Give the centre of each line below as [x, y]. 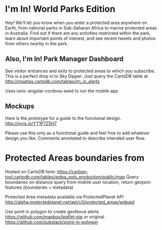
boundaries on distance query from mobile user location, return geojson [78, 182]
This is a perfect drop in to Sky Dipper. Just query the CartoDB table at [77, 76]
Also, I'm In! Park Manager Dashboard [64, 59]
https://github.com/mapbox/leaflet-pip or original [55, 217]
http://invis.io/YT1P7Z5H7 [31, 123]
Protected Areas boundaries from [75, 158]
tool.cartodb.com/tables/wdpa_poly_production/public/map [65, 177]
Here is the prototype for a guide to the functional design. [63, 118]
